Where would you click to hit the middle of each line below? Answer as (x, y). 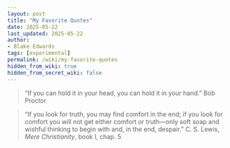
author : (19, 40)
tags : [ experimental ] (39, 54)
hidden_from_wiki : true (42, 66)
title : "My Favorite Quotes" (50, 20)
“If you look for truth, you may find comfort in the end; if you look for (123, 114)
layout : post (26, 14)
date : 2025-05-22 (33, 27)
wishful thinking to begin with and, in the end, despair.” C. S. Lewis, (122, 129)
